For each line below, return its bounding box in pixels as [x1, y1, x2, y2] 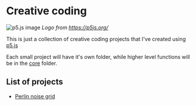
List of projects [6, 77, 64, 87]
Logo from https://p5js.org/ [41, 24, 108, 31]
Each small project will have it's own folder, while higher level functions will [6, 53, 191, 60]
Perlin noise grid [14, 92, 55, 99]
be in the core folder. [6, 60, 58, 67]
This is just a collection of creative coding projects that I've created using [6, 35, 186, 42]
